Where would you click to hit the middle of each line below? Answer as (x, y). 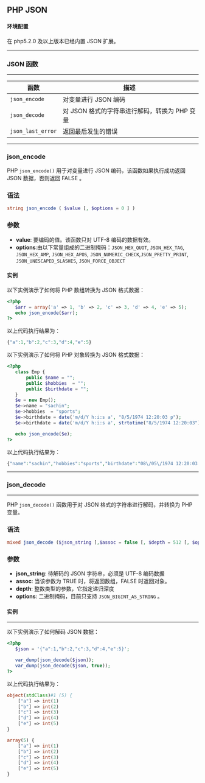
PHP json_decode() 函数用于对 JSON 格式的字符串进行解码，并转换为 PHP (100, 504)
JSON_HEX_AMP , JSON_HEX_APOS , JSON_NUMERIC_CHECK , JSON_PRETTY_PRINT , (102, 254)
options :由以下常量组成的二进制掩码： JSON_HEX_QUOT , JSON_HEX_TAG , (100, 247)
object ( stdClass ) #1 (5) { (40, 695)
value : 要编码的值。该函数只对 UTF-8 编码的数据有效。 (85, 239)
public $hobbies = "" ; (56, 383)
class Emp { (30, 372)
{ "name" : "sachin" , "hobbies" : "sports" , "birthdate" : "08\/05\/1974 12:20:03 (102, 463)
